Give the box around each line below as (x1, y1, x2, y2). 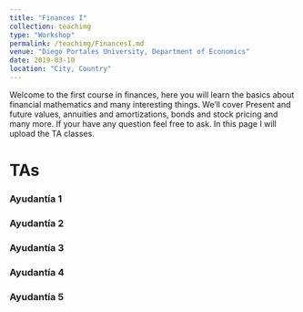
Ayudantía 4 (9, 265, 65, 278)
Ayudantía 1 (9, 192, 62, 205)
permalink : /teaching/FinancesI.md (9, 38, 145, 48)
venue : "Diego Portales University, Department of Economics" (9, 47, 250, 57)
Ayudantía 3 (9, 241, 65, 254)
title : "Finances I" (9, 13, 88, 23)
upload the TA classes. (9, 128, 96, 139)
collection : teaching (9, 22, 92, 31)
